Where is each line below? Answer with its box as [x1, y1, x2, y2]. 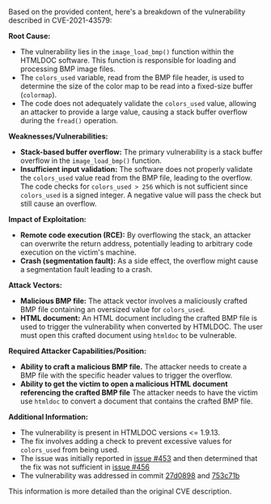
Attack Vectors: [8, 280, 63, 290]
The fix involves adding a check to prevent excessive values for [19, 437, 232, 446]
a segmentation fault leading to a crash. [19, 265, 153, 274]
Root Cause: [8, 32, 51, 41]
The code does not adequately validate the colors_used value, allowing [19, 99, 257, 108]
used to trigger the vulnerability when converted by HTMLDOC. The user [19, 322, 263, 331]
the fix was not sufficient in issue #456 [19, 462, 150, 472]
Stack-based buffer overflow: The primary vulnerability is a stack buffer [19, 147, 263, 156]
